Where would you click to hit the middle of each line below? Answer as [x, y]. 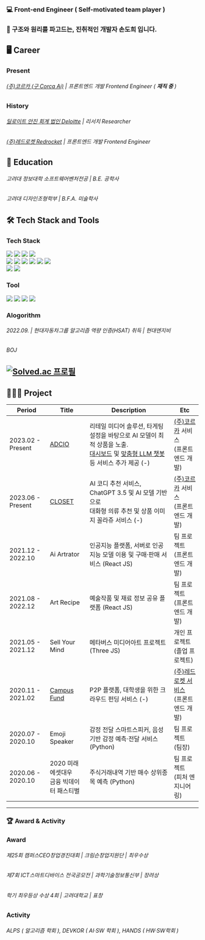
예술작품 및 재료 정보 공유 [124, 598]
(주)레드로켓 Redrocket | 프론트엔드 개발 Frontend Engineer [78, 141]
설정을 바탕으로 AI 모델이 [123, 435]
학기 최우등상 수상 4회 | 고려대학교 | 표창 [55, 895]
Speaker [62, 742]
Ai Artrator [65, 554]
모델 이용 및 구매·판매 [131, 555]
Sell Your [63, 642]
